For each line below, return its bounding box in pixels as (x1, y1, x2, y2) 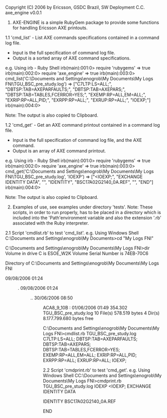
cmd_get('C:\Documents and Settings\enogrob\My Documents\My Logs (5, 169, 154, 174)
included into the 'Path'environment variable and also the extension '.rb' (12, 215, 162, 221)
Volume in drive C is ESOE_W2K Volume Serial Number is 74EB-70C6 (5, 250, 149, 256)
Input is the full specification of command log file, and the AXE (12, 137, 142, 143)
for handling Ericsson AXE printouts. (12, 25, 88, 31)
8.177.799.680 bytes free (43, 316, 94, 321)
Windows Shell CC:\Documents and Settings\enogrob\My (43, 373, 162, 378)
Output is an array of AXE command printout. (12, 148, 106, 153)
